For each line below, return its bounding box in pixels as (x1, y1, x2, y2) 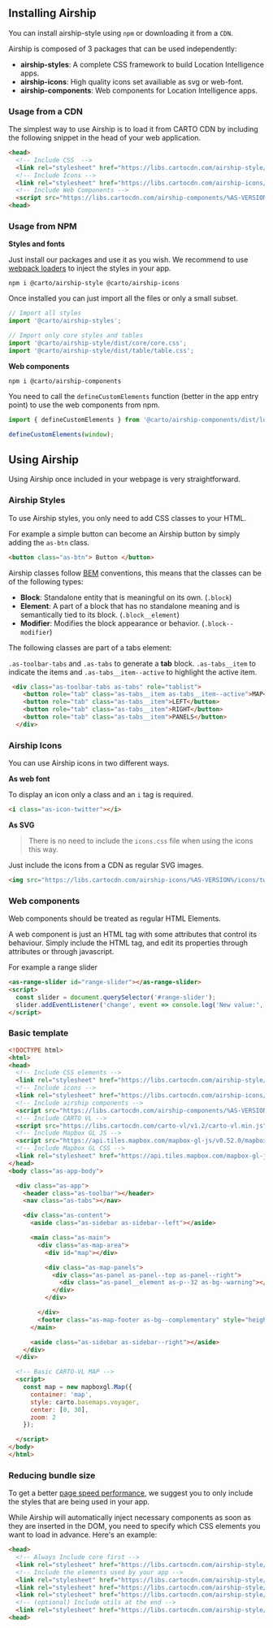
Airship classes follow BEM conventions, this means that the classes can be (8, 568, 262, 578)
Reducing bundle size (8, 1470, 96, 1481)
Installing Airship (8, 7, 97, 20)
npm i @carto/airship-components (8, 377, 122, 385)
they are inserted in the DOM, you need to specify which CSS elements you (8, 1522, 261, 1531)
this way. (28, 844, 58, 854)
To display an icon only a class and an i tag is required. (8, 790, 193, 800)
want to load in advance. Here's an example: (8, 1530, 158, 1539)
